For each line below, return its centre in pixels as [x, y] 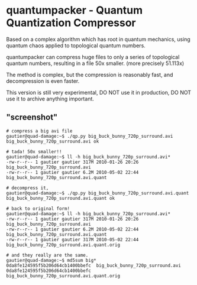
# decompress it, [28, 188]
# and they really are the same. [47, 255]
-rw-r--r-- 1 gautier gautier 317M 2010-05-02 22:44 [72, 239]
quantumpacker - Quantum [75, 10]
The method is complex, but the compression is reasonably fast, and [90, 75]
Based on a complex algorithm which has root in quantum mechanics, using [98, 39]
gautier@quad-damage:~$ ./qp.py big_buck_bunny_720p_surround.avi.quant [98, 193]
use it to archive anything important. [50, 99]
